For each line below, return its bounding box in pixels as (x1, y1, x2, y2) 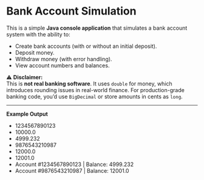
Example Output (6, 110, 49, 118)
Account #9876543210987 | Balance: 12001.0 (15, 167, 129, 174)
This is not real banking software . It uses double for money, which (6, 80, 173, 87)
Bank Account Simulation (6, 4, 137, 18)
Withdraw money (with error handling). (15, 55, 112, 62)
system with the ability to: (6, 30, 71, 38)
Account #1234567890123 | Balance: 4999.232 (15, 161, 134, 168)
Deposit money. (15, 48, 55, 56)
